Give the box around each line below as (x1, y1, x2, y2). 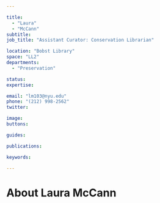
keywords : (6, 154, 32, 160)
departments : (6, 59, 40, 65)
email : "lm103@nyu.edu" (6, 93, 67, 99)
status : (6, 76, 26, 83)
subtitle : (6, 31, 32, 37)
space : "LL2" (6, 54, 40, 60)
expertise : (6, 82, 34, 88)
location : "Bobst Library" (6, 48, 75, 54)
